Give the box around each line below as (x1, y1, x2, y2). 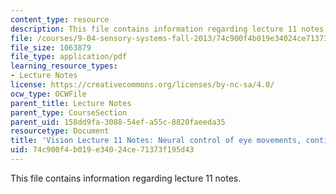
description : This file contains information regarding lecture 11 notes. (10, 24, 329, 34)
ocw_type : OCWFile (10, 89, 87, 99)
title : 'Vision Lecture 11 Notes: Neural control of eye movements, (10, 136, 302, 146)
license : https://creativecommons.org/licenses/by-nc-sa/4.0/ (10, 80, 275, 90)
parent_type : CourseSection (10, 107, 128, 118)
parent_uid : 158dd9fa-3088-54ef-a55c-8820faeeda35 (10, 117, 226, 127)
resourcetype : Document (10, 126, 110, 136)
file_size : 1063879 (10, 42, 92, 53)
